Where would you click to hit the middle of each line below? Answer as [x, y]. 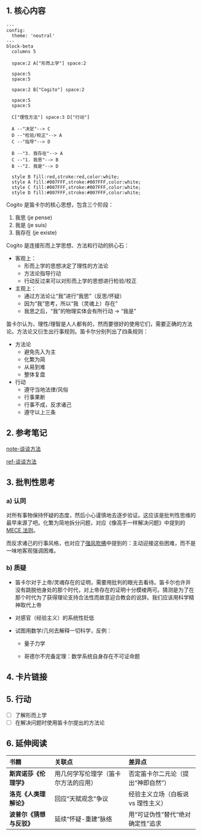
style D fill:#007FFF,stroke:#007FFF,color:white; [76, 193]
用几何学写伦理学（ [82, 773]
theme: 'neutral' [33, 36]
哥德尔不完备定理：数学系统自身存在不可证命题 [82, 656]
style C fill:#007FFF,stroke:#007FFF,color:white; [76, 187]
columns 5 [24, 51]
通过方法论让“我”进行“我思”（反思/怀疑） [74, 296]
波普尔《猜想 [28, 814]
